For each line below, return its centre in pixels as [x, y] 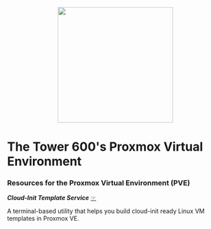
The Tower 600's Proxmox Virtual [105, 147]
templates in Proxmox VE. [43, 219]
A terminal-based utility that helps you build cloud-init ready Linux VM [106, 211]
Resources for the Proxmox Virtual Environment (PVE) [99, 183]
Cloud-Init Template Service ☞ [52, 198]
